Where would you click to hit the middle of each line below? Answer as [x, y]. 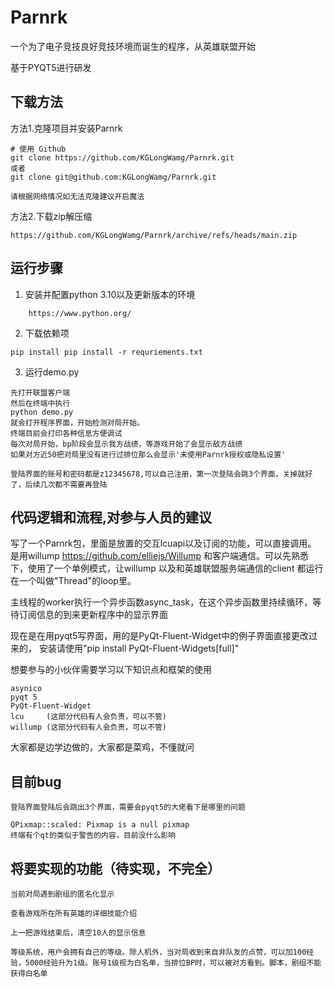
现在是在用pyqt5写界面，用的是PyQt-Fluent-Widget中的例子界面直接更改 [160, 636]
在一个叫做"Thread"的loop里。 [73, 581]
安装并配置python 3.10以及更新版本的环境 [110, 294]
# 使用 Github [38, 149]
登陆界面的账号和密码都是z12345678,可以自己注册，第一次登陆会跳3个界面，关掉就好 [161, 474]
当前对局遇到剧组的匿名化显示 [62, 894]
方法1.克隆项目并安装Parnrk [66, 128]
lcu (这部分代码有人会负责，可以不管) [88, 717]
